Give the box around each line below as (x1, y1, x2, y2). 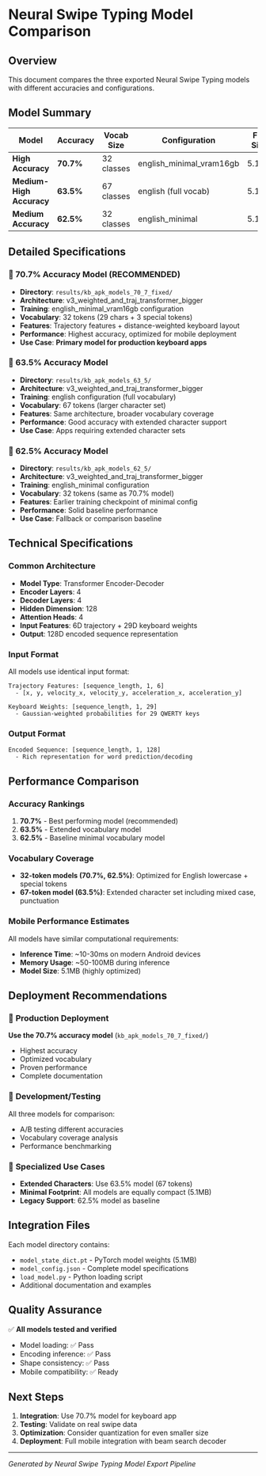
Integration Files (8, 1219, 90, 1232)
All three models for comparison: (8, 1109, 116, 1118)
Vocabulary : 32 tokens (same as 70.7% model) (19, 489, 174, 498)
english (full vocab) (138, 185, 210, 196)
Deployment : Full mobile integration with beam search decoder (19, 1436, 227, 1446)
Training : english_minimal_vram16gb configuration (19, 303, 184, 314)
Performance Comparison (8, 774, 139, 788)
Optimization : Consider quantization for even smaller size (19, 1428, 209, 1438)
